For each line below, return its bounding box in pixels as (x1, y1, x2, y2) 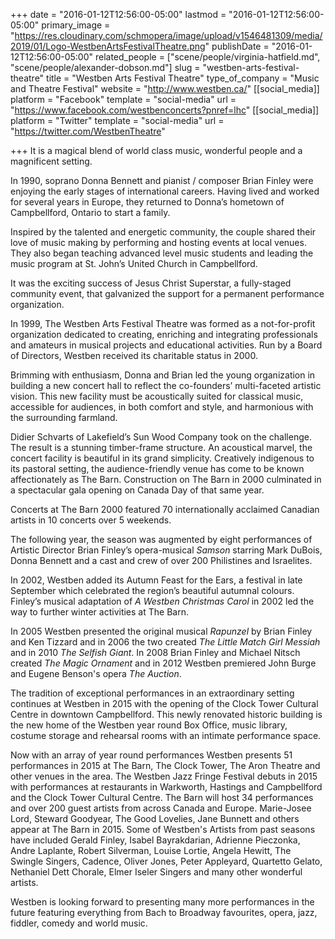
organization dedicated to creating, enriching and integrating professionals (10, 329, 318, 340)
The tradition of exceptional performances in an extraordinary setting (10, 687, 295, 699)
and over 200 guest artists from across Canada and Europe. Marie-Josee (10, 802, 312, 814)
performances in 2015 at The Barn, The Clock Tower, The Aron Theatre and (10, 760, 321, 771)
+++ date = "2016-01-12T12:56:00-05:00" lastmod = (10, 9, 227, 20)
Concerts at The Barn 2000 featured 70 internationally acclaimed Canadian (10, 504, 320, 515)
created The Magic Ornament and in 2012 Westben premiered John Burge (10, 657, 317, 669)
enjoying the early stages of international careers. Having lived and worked (10, 185, 320, 197)
